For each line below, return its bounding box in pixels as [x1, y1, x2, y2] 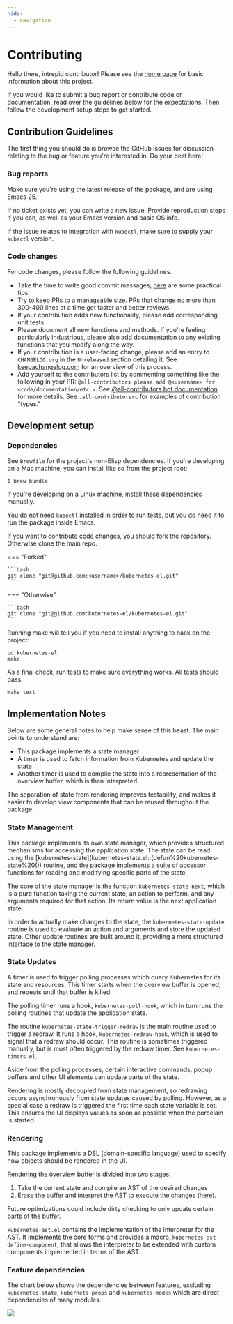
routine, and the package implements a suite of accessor [42, 861, 207, 869]
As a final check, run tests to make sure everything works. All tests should [7, 668, 219, 677]
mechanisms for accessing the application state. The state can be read [7, 845, 211, 855]
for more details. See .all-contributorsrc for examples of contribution [17, 392, 221, 400]
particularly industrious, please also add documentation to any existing [17, 333, 220, 341]
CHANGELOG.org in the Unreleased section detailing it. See [17, 355, 177, 363]
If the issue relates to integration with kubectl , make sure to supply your [7, 227, 214, 235]
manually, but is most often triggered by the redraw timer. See [7, 1044, 185, 1053]
